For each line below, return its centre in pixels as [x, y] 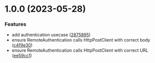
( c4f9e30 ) [22, 45]
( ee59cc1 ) [22, 56]
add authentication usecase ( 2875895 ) [51, 35]
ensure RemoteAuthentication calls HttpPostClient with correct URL [80, 50]
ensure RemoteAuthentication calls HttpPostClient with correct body [81, 40]
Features [15, 24]
